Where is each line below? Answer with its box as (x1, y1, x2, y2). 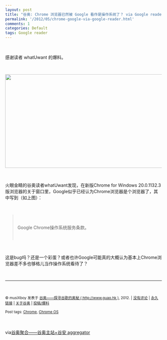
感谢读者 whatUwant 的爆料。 (5, 54, 66, 60)
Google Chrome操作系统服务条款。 (17, 225, 89, 230)
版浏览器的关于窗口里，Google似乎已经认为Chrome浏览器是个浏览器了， (5, 189, 154, 194)
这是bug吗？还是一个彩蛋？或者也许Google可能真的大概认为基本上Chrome (5, 254, 158, 260)
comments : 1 (5, 21, 30, 26)
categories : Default (5, 26, 48, 31)
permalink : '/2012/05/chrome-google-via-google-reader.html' (5, 16, 135, 21)
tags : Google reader (5, 30, 48, 35)
